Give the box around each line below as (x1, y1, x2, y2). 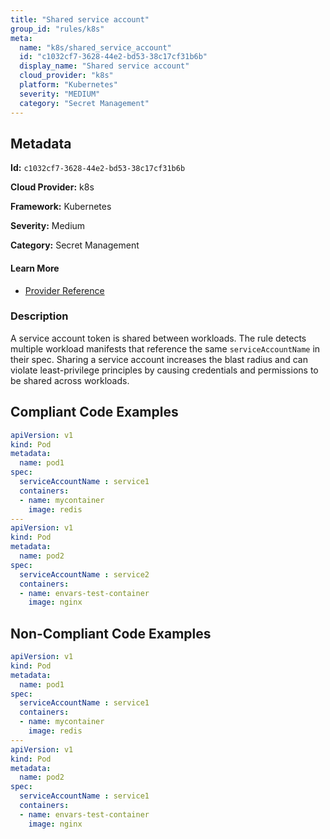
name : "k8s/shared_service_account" (19, 42, 172, 53)
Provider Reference (24, 284, 105, 296)
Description (10, 309, 69, 323)
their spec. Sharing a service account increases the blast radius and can (10, 353, 308, 365)
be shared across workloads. (10, 374, 130, 386)
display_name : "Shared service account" (19, 61, 190, 71)
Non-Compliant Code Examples (10, 625, 212, 642)
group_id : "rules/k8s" (10, 24, 105, 34)
